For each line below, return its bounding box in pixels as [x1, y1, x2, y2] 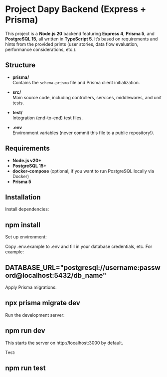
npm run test [5, 364, 46, 373]
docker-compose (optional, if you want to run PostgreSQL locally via [12, 168, 155, 174]
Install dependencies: [5, 206, 49, 212]
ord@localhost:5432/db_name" [5, 271, 107, 280]
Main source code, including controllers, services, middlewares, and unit [12, 94, 162, 100]
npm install [5, 220, 41, 229]
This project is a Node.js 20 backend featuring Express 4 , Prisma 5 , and [5, 30, 155, 36]
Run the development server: [5, 312, 65, 318]
